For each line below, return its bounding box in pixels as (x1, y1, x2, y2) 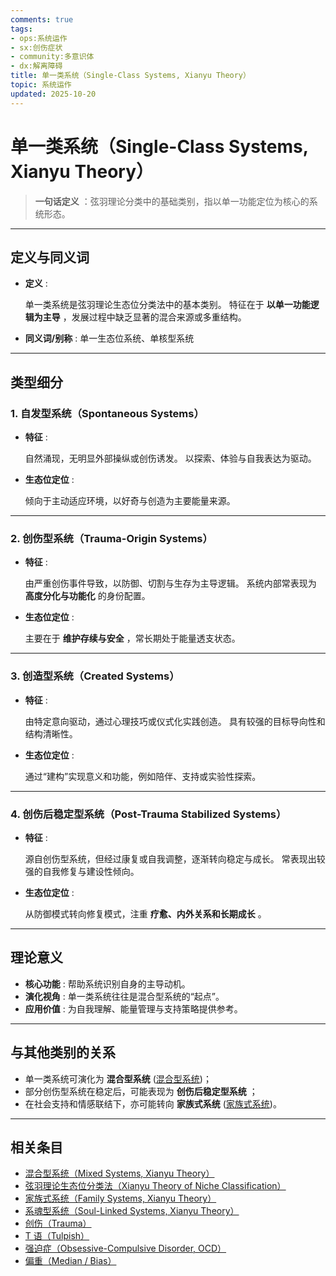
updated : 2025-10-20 (10, 89, 97, 99)
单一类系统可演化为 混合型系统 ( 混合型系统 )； (24, 1072, 212, 1085)
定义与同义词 (10, 249, 90, 266)
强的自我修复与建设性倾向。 (24, 865, 140, 877)
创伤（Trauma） (24, 1217, 92, 1230)
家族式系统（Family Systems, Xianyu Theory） (24, 1192, 217, 1205)
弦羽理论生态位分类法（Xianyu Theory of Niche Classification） (24, 1180, 287, 1192)
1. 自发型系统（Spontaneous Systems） (10, 406, 205, 420)
